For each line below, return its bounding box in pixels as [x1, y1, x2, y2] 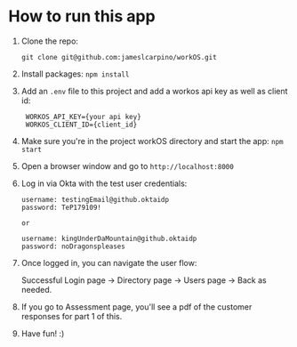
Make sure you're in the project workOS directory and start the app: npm [20, 135, 284, 146]
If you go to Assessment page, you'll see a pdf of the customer [20, 301, 253, 312]
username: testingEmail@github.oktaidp [20, 195, 170, 204]
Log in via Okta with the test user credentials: [20, 178, 188, 189]
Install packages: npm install [20, 69, 130, 79]
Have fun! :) [20, 327, 65, 339]
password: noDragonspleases [20, 242, 125, 251]
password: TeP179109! [20, 203, 101, 212]
